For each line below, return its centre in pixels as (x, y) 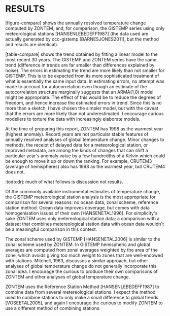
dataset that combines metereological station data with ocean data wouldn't (84, 224)
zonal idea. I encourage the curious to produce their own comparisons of (82, 271)
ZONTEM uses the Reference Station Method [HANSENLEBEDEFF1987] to (82, 287)
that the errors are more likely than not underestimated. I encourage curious (84, 113)
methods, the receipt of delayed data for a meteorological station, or (77, 145)
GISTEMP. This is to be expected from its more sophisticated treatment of (82, 76)
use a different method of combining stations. (53, 308)
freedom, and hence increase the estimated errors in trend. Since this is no (83, 102)
